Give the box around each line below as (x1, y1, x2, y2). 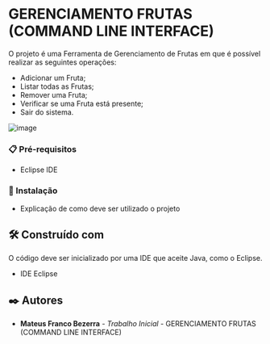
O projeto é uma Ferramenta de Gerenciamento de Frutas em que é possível (8, 48, 261, 58)
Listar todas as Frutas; (19, 82, 94, 91)
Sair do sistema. (19, 107, 74, 117)
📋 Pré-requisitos (8, 143, 77, 154)
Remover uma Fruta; (19, 90, 88, 99)
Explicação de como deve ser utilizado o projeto (19, 203, 181, 213)
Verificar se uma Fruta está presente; (19, 99, 143, 108)
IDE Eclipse (19, 269, 58, 279)
